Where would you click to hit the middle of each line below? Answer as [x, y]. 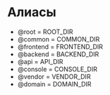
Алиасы [32, 12]
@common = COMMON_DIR [59, 39]
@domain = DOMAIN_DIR [54, 84]
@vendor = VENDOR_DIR [54, 76]
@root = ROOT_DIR [45, 32]
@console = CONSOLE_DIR [57, 69]
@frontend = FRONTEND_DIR [60, 46]
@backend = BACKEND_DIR [58, 54]
